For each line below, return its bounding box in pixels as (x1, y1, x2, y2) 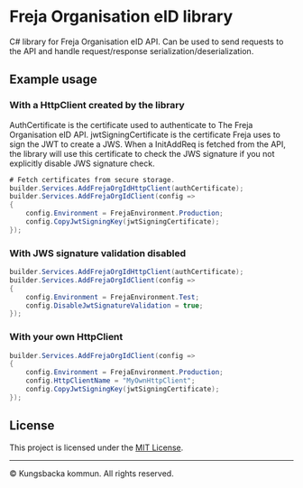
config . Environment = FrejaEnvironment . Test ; (25, 292, 200, 301)
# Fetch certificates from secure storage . (9, 175, 176, 184)
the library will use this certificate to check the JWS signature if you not (9, 148, 275, 159)
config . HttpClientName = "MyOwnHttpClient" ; (25, 376, 196, 385)
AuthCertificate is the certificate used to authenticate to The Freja (9, 119, 253, 130)
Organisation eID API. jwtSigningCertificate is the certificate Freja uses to (9, 129, 281, 140)
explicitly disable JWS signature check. (9, 158, 155, 169)
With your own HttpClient (9, 331, 124, 344)
